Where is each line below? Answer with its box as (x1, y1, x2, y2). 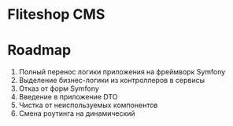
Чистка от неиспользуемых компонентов (18, 100, 158, 110)
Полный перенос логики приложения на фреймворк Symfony (18, 67, 226, 77)
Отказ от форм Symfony (18, 84, 99, 93)
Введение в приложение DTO (18, 92, 119, 102)
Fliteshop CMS (7, 5, 105, 23)
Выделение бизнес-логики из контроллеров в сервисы (18, 76, 205, 85)
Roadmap (7, 41, 72, 59)
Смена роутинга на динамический (18, 109, 135, 118)
